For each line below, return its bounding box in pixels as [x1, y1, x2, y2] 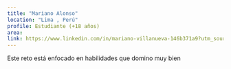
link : [7, 36, 23, 42]
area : [7, 29, 23, 36]
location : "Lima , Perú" [7, 16, 78, 23]
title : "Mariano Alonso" [7, 10, 78, 17]
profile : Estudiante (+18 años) [7, 23, 100, 29]
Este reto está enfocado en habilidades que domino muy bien [7, 54, 181, 62]
